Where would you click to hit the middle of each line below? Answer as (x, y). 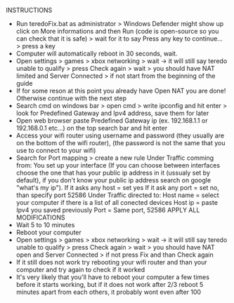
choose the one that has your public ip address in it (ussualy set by (113, 173)
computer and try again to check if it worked (80, 270)
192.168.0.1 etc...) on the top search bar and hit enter (92, 128)
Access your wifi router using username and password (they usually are (120, 135)
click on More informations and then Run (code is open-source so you (117, 31)
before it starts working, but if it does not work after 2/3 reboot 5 (110, 284)
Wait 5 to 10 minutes (45, 225)
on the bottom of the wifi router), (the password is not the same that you (121, 143)
